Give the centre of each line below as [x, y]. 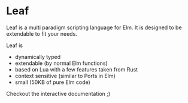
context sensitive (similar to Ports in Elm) [65, 76]
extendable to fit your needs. [42, 33]
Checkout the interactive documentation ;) [58, 93]
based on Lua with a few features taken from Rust [76, 69]
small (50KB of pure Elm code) [53, 82]
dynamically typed [38, 57]
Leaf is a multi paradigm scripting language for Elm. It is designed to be [94, 27]
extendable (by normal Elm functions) [61, 63]
